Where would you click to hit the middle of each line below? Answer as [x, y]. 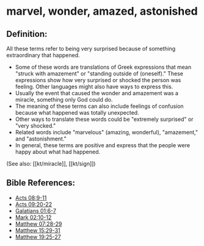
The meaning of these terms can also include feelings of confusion [100, 106]
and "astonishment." [41, 139]
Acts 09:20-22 [34, 204]
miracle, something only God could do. [64, 100]
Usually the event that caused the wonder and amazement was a [97, 93]
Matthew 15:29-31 [38, 230]
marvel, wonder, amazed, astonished [102, 11]
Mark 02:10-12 [33, 217]
